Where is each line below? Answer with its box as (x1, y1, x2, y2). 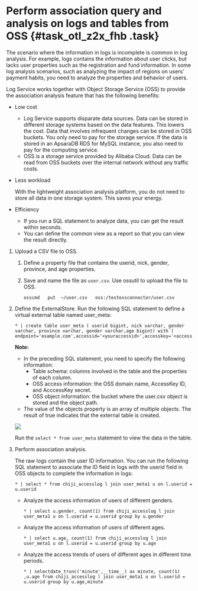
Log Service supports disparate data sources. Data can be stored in (23, 114, 189, 122)
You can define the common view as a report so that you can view (23, 230, 185, 237)
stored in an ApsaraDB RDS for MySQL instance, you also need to (23, 140, 183, 147)
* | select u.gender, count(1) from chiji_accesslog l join (23, 508, 175, 514)
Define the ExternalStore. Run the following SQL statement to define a (14, 305, 185, 312)
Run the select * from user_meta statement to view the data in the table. (14, 434, 192, 441)
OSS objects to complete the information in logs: (14, 470, 133, 477)
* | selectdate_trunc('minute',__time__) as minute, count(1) (23, 568, 180, 574)
